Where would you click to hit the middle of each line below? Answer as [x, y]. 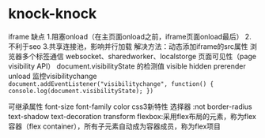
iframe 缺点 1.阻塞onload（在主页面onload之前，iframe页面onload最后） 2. [130, 36]
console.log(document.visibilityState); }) [81, 91]
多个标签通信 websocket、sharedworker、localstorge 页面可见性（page [139, 56]
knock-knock [53, 14]
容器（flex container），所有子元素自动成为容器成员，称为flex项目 [115, 126]
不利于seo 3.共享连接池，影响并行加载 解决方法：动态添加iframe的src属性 [128, 46]
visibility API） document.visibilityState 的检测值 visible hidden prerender [127, 66]
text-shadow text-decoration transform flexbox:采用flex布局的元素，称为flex [132, 116]
